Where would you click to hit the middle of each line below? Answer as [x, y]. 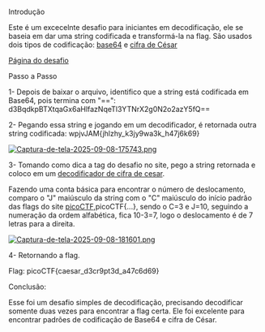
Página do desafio [38, 60]
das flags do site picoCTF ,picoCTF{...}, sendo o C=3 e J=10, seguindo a [128, 207]
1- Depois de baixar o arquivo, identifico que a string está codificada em [129, 92]
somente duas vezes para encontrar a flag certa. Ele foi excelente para [126, 311]
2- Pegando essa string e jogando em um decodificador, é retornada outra [132, 125]
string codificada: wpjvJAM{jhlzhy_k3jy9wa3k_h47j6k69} [104, 134]
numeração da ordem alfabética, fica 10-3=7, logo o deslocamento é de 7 [131, 215]
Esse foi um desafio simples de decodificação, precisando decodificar [126, 302]
